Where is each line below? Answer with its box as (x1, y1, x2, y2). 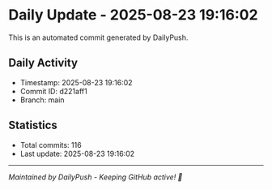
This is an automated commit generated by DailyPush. (8, 32, 189, 42)
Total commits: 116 (19, 140, 83, 149)
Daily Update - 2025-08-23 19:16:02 (8, 6, 258, 24)
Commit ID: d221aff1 (19, 86, 87, 96)
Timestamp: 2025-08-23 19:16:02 (19, 77, 133, 87)
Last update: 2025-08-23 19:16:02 (19, 149, 135, 158)
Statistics (8, 119, 58, 132)
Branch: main (19, 95, 65, 105)
